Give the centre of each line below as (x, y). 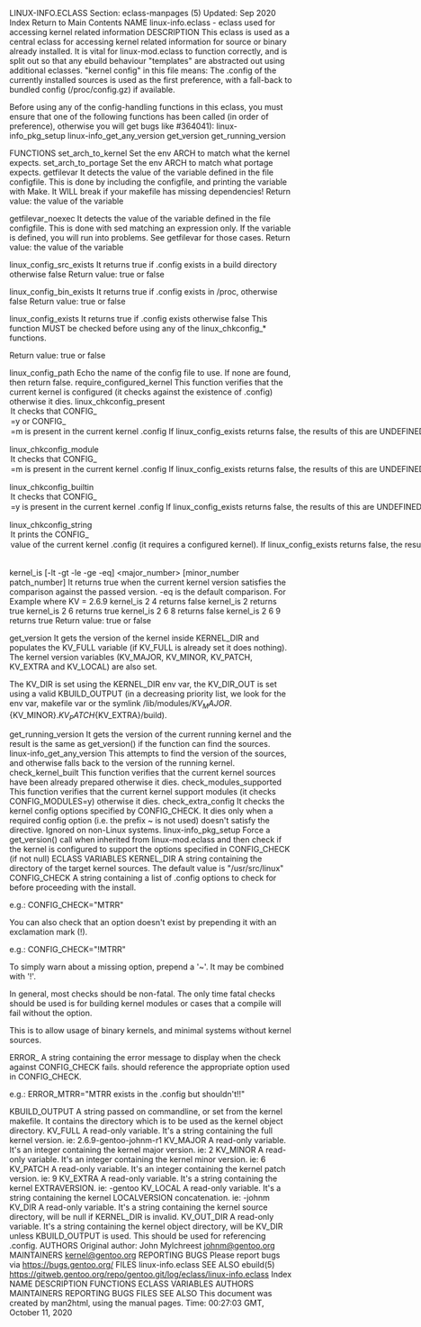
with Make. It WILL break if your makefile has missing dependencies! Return (150, 191)
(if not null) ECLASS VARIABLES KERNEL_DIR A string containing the (136, 859)
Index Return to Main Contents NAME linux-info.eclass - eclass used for (143, 23)
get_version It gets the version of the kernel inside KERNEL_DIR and (134, 638)
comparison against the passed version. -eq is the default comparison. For (148, 591)
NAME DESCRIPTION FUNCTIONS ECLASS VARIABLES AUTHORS (132, 1284)
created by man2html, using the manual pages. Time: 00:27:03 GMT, (137, 1303)
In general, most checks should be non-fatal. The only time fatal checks (143, 994)
